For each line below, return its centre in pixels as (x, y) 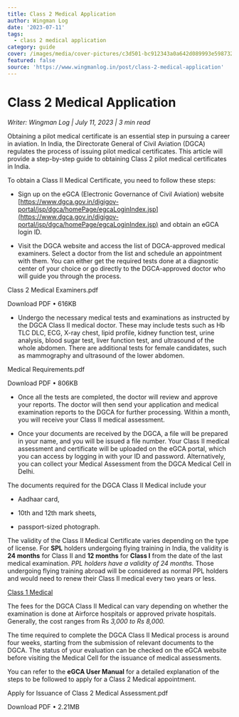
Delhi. (26, 471)
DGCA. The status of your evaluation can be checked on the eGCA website (117, 650)
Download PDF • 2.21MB (43, 706)
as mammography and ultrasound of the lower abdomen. (101, 355)
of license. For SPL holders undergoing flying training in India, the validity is (118, 548)
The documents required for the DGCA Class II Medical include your (107, 485)
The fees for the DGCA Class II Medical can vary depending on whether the (118, 606)
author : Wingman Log (38, 21)
